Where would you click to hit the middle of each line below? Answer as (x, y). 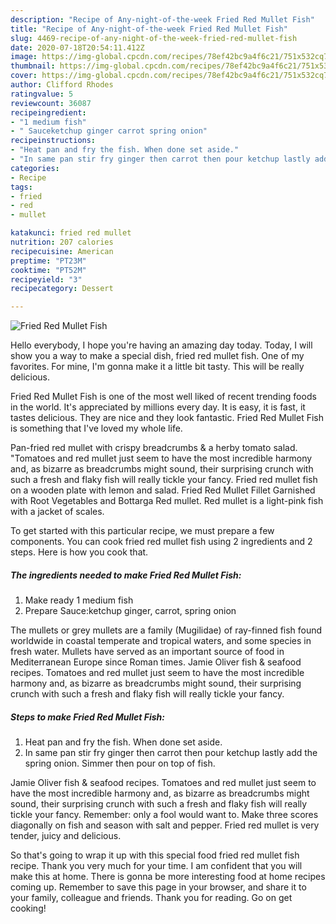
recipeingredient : (48, 112)
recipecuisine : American (62, 251)
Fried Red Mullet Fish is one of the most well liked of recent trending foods (163, 397)
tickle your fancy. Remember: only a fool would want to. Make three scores (164, 815)
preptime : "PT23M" (48, 261)
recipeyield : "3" (46, 279)
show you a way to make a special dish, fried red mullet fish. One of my (157, 356)
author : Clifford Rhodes (62, 85)
